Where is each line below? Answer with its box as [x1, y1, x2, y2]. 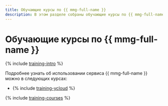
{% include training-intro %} [5, 60, 63, 66]
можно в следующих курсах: [5, 75, 67, 81]
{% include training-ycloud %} [12, 85, 75, 91]
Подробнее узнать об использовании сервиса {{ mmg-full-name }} [5, 70, 147, 76]
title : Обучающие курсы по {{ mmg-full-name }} [5, 7, 106, 12]
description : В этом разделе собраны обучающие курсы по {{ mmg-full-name [5, 12, 164, 17]
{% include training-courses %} [5, 95, 71, 101]
